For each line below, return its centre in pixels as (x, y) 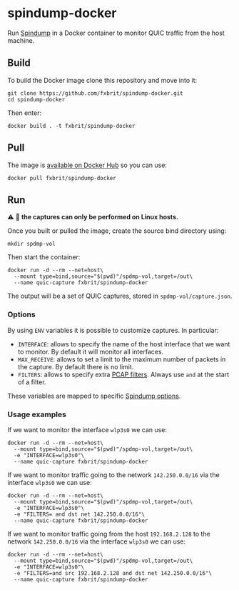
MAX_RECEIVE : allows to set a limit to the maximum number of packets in (122, 359)
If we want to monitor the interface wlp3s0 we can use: (87, 429)
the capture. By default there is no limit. (76, 366)
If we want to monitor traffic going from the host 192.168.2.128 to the (109, 534)
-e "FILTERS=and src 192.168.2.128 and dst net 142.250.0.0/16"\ (113, 573)
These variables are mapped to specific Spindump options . (94, 396)
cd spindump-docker (36, 99)
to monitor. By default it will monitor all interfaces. (91, 351)
